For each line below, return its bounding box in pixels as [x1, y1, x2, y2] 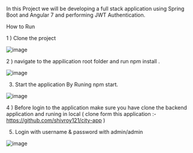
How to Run [6, 23, 35, 30]
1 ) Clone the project [6, 35, 56, 41]
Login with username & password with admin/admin [14, 128, 143, 135]
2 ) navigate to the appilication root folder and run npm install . [6, 58, 160, 65]
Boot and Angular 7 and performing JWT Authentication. [6, 11, 146, 19]
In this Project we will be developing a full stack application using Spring [6, 5, 185, 12]
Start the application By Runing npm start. [14, 81, 119, 88]
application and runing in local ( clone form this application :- [6, 111, 157, 117]
